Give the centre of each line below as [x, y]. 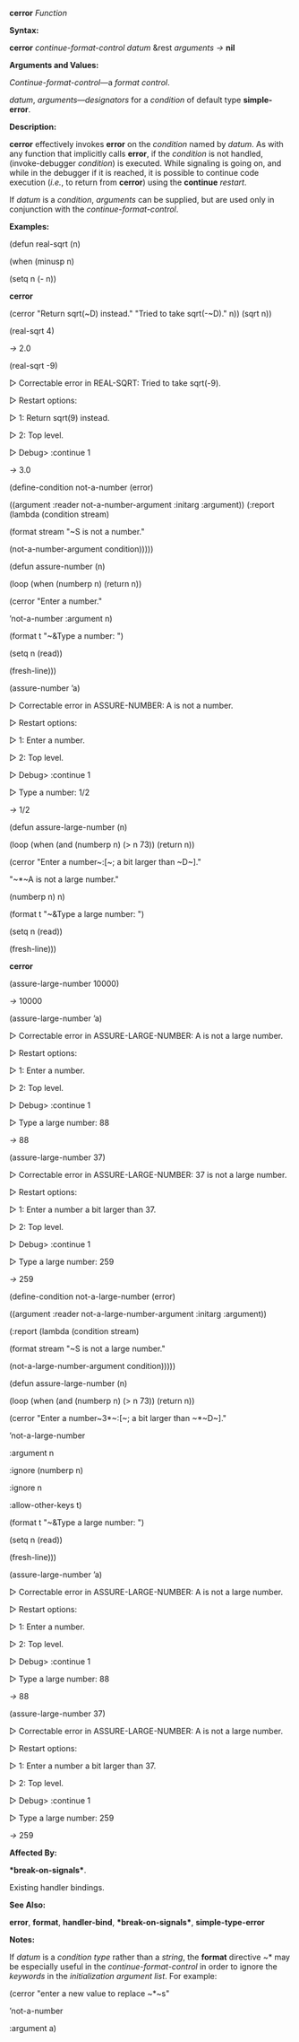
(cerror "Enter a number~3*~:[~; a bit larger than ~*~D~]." [118, 1418]
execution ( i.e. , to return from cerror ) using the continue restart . [128, 182]
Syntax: [24, 30]
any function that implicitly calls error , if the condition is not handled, [137, 153]
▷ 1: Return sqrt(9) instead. [60, 418]
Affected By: [34, 1853]
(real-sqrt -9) [34, 366]
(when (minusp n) [42, 261]
